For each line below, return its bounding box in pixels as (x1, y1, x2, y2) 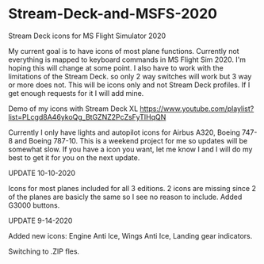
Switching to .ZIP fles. (8, 247, 80, 256)
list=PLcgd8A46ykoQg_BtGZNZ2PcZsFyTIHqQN (8, 112, 166, 121)
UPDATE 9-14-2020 (8, 216, 73, 225)
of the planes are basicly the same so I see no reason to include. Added (8, 192, 243, 201)
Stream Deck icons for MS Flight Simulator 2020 (8, 31, 166, 40)
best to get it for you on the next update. (8, 152, 140, 163)
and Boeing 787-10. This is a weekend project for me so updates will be (14, 136, 248, 145)
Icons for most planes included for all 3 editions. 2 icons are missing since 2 (8, 183, 256, 193)
